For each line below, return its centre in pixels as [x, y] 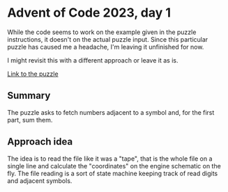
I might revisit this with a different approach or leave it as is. [93, 60]
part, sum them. [30, 120]
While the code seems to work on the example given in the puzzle [102, 32]
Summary [29, 96]
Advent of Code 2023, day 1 [89, 13]
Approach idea [40, 142]
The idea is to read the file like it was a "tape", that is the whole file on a [110, 159]
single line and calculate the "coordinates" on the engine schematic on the [114, 166]
